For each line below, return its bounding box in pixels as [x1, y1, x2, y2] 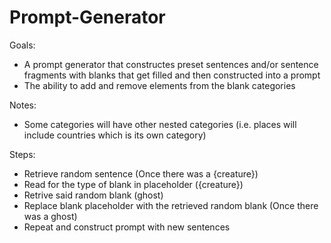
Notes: [9, 99, 37, 111]
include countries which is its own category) [23, 129, 207, 141]
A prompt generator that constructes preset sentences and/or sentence [23, 58, 319, 70]
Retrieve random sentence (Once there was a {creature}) [23, 167, 259, 180]
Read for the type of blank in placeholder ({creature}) [23, 178, 244, 190]
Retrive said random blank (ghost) [23, 189, 164, 201]
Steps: [9, 148, 36, 160]
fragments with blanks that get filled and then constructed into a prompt [23, 69, 321, 81]
